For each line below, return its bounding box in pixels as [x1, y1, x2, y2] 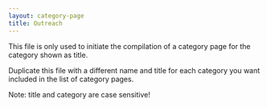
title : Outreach [8, 19, 63, 27]
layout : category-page [8, 11, 84, 20]
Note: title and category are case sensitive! [8, 89, 150, 99]
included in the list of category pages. [8, 74, 134, 84]
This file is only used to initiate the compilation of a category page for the [8, 41, 251, 51]
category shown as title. [8, 50, 88, 60]
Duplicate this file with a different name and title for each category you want [8, 65, 261, 75]
